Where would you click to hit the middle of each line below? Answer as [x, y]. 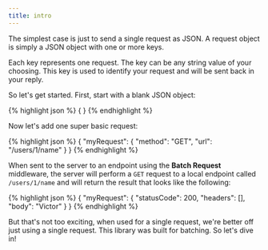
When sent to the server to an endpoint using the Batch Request [115, 165]
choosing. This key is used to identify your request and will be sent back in [131, 71]
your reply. [26, 79]
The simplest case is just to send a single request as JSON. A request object [134, 38]
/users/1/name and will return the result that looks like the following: [120, 182]
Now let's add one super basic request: [73, 125]
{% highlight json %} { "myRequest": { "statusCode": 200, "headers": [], [127, 197]
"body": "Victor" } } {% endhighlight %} [73, 206]
